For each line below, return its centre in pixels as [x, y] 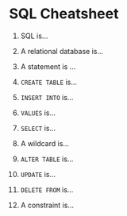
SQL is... [34, 36]
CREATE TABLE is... [49, 82]
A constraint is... [47, 205]
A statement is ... [48, 66]
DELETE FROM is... [47, 189]
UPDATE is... [38, 174]
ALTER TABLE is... [47, 159]
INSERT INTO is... [47, 97]
